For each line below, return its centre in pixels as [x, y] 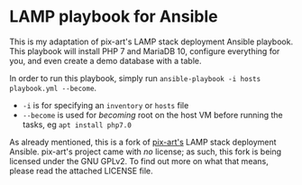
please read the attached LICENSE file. [81, 171]
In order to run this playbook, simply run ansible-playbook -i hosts [135, 78]
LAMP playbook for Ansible [114, 17]
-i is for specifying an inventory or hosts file [105, 105]
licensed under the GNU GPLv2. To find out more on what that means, [139, 161]
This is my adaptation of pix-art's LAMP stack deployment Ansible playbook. [151, 42]
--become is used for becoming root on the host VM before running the [153, 115]
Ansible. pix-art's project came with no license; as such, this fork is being [146, 152]
